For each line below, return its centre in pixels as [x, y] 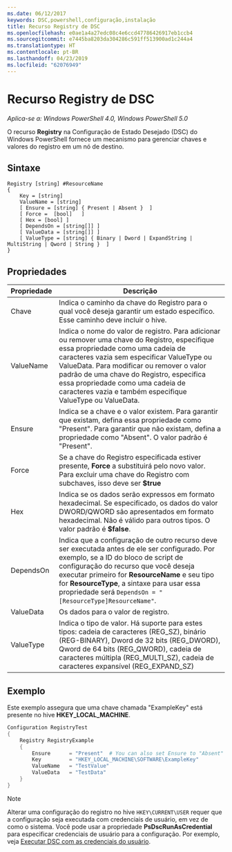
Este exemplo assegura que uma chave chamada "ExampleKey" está [105, 708]
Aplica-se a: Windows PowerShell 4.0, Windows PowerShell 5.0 [98, 118]
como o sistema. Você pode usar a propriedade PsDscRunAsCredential [110, 826]
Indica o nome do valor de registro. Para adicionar [139, 331]
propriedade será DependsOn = [107, 592]
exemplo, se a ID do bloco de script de [121, 558]
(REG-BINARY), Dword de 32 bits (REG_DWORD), [139, 641]
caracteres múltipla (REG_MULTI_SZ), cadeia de [136, 658]
